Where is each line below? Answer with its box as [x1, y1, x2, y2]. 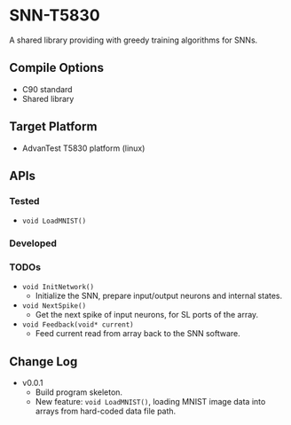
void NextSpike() [21, 302, 87, 311]
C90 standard [21, 83, 73, 94]
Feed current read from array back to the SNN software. [35, 328, 241, 339]
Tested [9, 194, 40, 207]
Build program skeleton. [35, 387, 122, 397]
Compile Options [9, 60, 105, 75]
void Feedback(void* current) [21, 320, 135, 329]
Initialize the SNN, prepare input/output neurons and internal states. [35, 290, 283, 302]
